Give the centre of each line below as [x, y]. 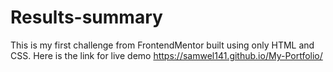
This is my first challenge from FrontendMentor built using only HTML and [162, 45]
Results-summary [86, 17]
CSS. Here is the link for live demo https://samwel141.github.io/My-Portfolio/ [166, 55]
